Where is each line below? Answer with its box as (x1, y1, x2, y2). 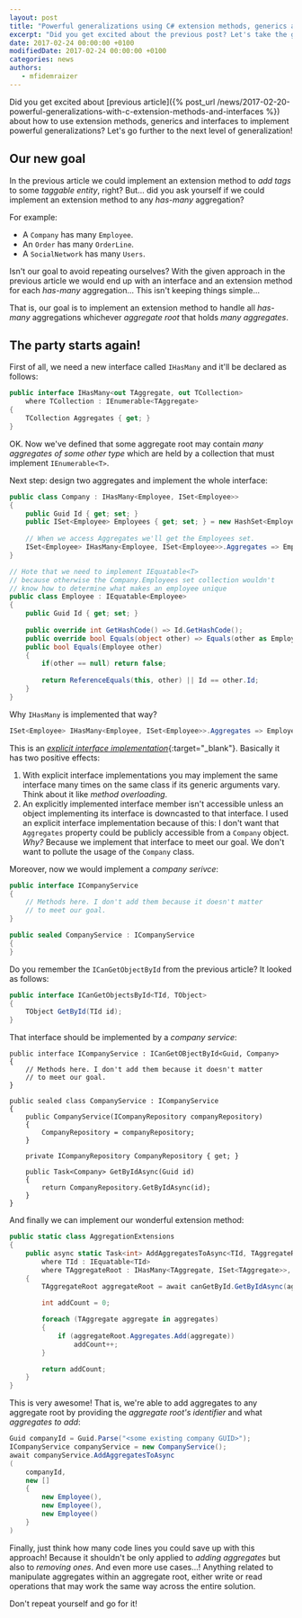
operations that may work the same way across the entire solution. (9, 1580, 256, 1591)
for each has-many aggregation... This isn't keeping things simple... (9, 284, 261, 295)
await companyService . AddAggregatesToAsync (9, 1451, 175, 1460)
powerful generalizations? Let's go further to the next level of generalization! (9, 125, 293, 136)
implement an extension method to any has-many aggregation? (9, 194, 244, 205)
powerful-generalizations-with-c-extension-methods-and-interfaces (9, 105, 264, 117)
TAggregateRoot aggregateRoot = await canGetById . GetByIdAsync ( (41, 1282, 288, 1291)
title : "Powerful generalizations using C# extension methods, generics (9, 22, 288, 31)
